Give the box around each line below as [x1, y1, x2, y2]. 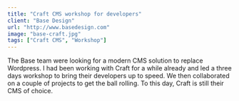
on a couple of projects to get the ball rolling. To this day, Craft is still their [7, 79, 225, 87]
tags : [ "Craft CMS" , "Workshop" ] [7, 37, 107, 44]
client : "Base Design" [7, 17, 75, 24]
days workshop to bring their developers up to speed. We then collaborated [7, 72, 230, 80]
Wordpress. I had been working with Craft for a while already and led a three [7, 64, 232, 73]
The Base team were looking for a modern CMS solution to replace [7, 56, 203, 65]
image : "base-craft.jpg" [7, 30, 81, 38]
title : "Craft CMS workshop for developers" [7, 10, 142, 18]
